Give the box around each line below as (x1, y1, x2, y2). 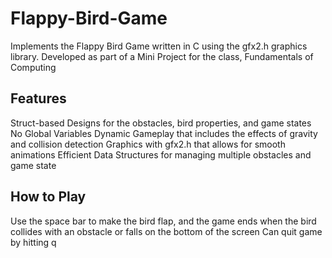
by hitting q (10, 236, 57, 248)
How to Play (10, 188, 87, 206)
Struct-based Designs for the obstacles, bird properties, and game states (10, 117, 312, 129)
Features (10, 90, 67, 107)
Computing (10, 61, 57, 73)
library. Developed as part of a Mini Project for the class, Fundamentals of (10, 50, 314, 62)
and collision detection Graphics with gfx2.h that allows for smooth (10, 138, 286, 150)
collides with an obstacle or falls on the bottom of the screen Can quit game (10, 225, 323, 237)
